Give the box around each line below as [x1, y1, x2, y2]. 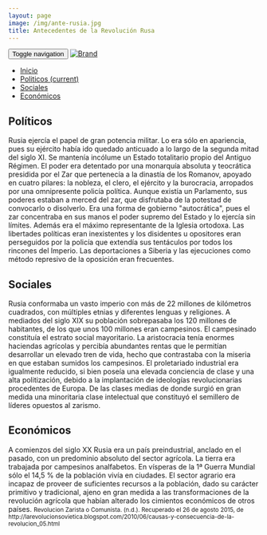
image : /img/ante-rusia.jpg [8, 19, 102, 27]
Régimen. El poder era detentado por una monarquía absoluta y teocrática [8, 161, 252, 171]
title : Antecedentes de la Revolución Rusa [8, 26, 155, 34]
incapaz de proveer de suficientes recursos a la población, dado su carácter [8, 478, 259, 488]
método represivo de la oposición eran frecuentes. [8, 255, 175, 264]
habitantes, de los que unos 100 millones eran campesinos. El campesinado [8, 324, 257, 334]
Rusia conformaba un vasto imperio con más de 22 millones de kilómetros [8, 299, 252, 308]
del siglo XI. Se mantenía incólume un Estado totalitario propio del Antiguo [8, 153, 252, 162]
